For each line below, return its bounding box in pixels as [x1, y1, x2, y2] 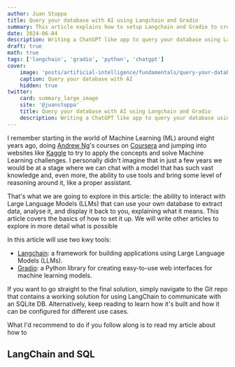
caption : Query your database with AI [20, 75, 133, 83]
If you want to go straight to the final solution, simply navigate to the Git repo [7, 284, 228, 293]
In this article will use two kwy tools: [7, 235, 112, 244]
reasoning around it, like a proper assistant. [7, 178, 132, 186]
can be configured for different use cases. [7, 307, 129, 315]
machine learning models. [17, 271, 92, 279]
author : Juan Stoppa [7, 10, 68, 18]
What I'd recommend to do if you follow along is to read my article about [7, 320, 215, 329]
